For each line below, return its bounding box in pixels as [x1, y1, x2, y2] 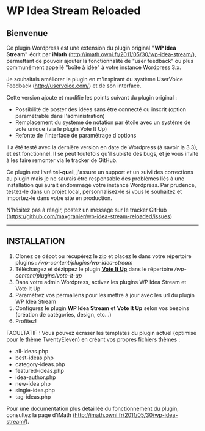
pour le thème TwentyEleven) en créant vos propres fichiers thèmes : [6, 336, 181, 343]
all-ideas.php [15, 347, 49, 355]
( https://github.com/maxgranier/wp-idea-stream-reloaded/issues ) [6, 213, 173, 220]
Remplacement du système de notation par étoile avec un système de [15, 119, 191, 126]
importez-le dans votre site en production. [6, 194, 113, 202]
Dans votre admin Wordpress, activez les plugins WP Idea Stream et [15, 278, 187, 285]
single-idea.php [15, 386, 56, 394]
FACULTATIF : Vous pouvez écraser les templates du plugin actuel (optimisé [6, 329, 197, 336]
